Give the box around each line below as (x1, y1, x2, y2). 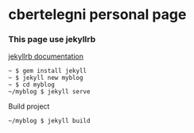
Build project (8, 101, 50, 112)
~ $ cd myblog (8, 81, 56, 89)
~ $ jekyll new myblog (8, 74, 83, 82)
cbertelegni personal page (8, 6, 187, 24)
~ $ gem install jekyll (8, 67, 87, 75)
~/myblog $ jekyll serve (8, 88, 91, 96)
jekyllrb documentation (8, 51, 84, 61)
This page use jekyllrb (8, 34, 96, 45)
